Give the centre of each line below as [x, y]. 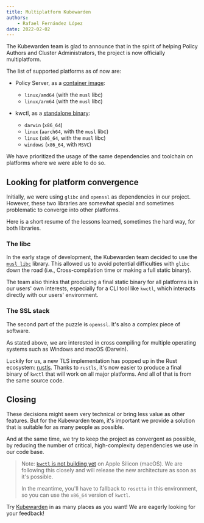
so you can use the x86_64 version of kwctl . [76, 495]
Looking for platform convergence [72, 182]
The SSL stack [28, 311]
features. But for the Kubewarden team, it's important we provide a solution [101, 421]
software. [18, 331]
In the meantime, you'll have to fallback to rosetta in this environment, [109, 489]
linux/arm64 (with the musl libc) [63, 101]
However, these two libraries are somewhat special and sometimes [90, 203]
